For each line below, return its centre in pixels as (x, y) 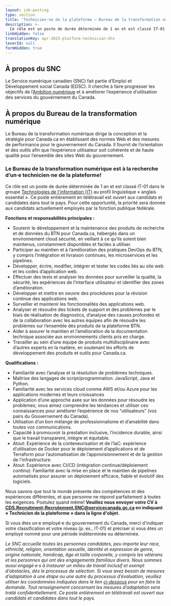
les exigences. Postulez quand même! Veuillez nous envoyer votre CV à (81, 502)
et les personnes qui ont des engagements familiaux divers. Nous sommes (83, 560)
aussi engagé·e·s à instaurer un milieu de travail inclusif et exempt (75, 565)
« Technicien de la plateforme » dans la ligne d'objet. (62, 513)
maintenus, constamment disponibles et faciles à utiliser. (72, 244)
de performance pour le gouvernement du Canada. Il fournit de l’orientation (84, 145)
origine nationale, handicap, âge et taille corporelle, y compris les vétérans (84, 554)
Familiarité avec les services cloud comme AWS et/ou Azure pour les (85, 389)
